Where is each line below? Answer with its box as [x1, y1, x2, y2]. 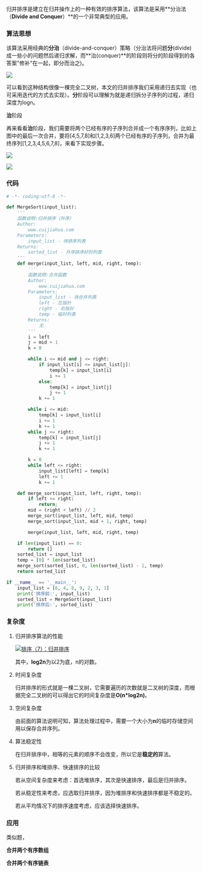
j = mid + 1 [28, 339, 59, 345]
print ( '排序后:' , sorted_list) [17, 602, 93, 608]
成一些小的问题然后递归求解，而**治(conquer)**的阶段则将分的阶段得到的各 [6, 52, 195, 59]
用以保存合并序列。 [14, 725, 63, 732]
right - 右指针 [38, 305, 74, 312]
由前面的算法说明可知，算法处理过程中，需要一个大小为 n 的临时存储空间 [14, 717, 193, 724]
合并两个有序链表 [6, 859, 49, 867]
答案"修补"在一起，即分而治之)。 [6, 59, 88, 67]
